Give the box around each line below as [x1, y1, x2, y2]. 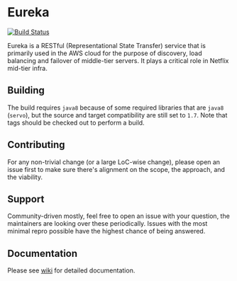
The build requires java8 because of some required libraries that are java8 [7, 103, 224, 112]
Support [7, 193, 45, 205]
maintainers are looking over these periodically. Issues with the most [7, 219, 208, 228]
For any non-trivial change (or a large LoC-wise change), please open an [7, 157, 221, 166]
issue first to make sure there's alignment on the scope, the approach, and [7, 165, 226, 173]
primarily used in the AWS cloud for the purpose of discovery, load [7, 49, 202, 57]
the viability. [7, 173, 43, 181]
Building [7, 84, 45, 96]
